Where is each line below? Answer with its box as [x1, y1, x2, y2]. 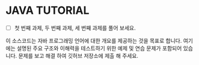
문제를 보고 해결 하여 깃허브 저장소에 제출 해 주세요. [18, 52, 139, 59]
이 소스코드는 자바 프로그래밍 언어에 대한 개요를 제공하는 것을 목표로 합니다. [5, 37, 182, 44]
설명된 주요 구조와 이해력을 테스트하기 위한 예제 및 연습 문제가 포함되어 [16, 45, 182, 52]
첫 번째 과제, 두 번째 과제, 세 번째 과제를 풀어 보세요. [14, 24, 136, 31]
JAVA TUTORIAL [5, 4, 90, 17]
